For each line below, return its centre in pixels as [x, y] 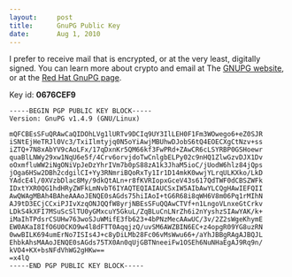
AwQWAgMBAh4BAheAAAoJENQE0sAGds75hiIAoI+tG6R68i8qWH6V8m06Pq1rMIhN [136, 196]
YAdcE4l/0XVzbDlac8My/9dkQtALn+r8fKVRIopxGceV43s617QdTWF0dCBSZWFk [136, 181]
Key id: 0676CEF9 [43, 95]
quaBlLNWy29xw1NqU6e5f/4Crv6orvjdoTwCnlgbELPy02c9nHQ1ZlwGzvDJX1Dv [136, 158]
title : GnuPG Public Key [65, 26]
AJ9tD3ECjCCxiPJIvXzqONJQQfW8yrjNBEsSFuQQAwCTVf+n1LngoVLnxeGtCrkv [136, 204]
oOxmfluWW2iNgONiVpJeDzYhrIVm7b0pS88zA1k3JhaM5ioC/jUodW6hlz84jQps [136, 165]
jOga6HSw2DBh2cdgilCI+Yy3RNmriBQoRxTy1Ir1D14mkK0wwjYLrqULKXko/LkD [136, 173]
